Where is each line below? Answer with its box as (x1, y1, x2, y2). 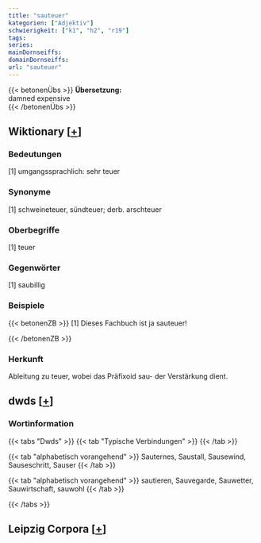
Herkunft (8, 353, 44, 364)
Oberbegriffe (8, 224, 59, 235)
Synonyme (8, 187, 52, 198)
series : (8, 41, 34, 49)
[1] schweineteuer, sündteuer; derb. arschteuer (8, 204, 163, 214)
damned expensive (8, 93, 71, 103)
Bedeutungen (8, 148, 62, 160)
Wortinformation (8, 418, 74, 429)
